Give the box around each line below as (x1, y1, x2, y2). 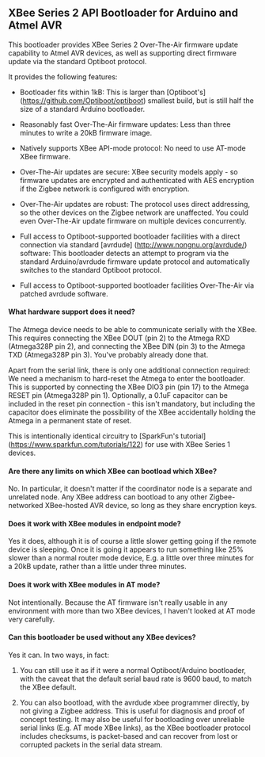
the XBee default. (19, 682, 77, 692)
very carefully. (8, 614, 55, 624)
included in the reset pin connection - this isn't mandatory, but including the (8, 400, 256, 409)
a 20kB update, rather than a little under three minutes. (8, 562, 187, 572)
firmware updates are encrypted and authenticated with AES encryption (19, 175, 255, 185)
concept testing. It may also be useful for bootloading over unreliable (19, 714, 245, 724)
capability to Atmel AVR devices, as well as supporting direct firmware (8, 48, 237, 58)
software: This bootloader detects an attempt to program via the (19, 248, 229, 258)
